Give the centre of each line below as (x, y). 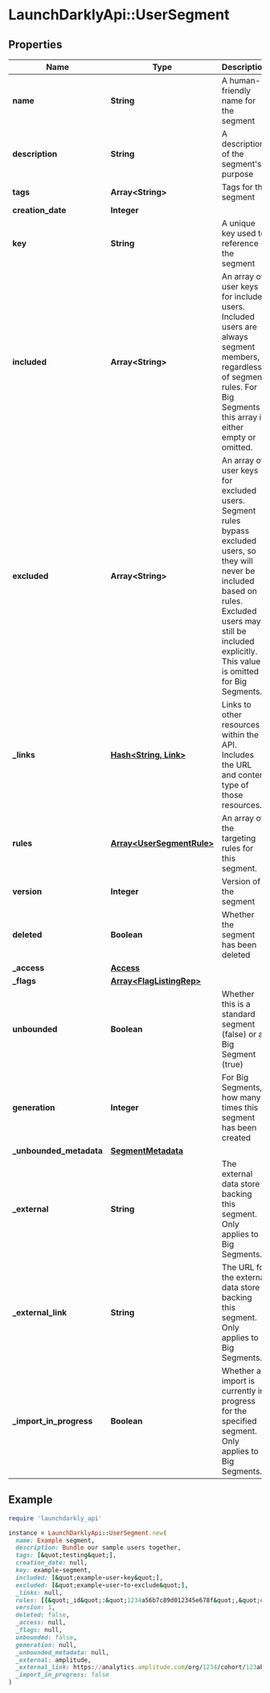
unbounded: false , (47, 1638)
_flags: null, (39, 1630)
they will (237, 561)
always (235, 337)
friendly (236, 90)
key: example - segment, (53, 1570)
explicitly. (239, 651)
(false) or (239, 1034)
